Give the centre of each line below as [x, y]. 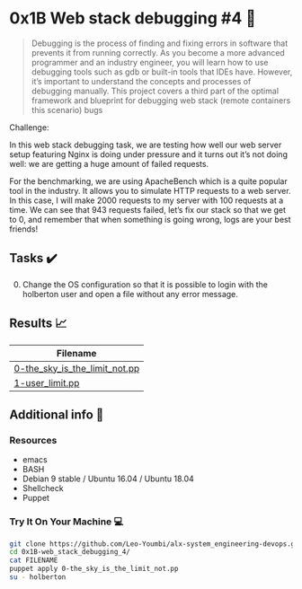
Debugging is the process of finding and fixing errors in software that [160, 43]
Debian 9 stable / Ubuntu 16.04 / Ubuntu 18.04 [108, 479]
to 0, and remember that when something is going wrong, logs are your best [150, 219]
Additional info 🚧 [57, 414]
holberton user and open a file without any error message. [130, 294]
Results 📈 [38, 324]
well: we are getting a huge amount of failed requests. [109, 163]
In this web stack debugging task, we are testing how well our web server [146, 145]
